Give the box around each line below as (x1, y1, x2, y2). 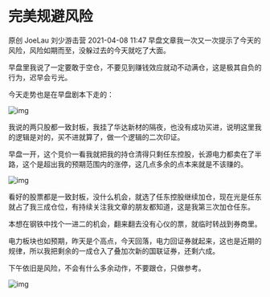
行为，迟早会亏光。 (8, 72, 72, 82)
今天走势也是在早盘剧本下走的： (8, 89, 114, 99)
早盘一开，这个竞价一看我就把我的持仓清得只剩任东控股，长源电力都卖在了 (8, 149, 255, 159)
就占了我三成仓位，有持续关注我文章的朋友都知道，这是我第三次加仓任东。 (8, 201, 255, 211)
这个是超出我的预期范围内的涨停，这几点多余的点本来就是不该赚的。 (22, 159, 247, 169)
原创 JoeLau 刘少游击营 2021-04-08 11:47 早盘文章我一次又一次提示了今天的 (8, 35, 261, 45)
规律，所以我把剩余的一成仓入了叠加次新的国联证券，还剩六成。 (8, 246, 219, 255)
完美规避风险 (8, 7, 94, 26)
